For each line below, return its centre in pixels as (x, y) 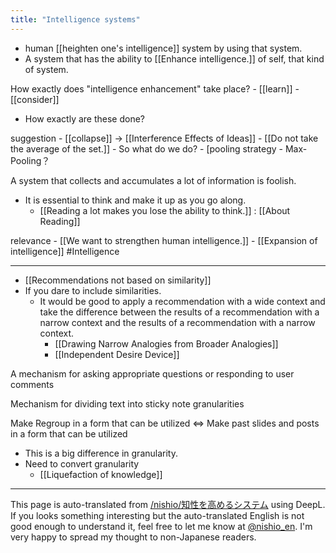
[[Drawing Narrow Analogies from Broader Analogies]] (166, 343)
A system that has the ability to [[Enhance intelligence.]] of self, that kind (174, 58)
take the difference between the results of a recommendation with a (179, 312)
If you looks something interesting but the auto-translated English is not (157, 515)
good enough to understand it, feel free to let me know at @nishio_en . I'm (161, 526)
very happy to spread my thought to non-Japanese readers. (133, 537)
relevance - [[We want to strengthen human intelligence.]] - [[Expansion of (164, 240)
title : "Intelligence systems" (75, 19)
